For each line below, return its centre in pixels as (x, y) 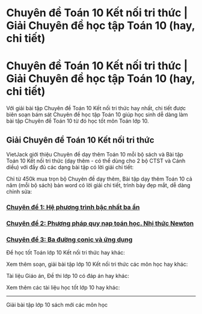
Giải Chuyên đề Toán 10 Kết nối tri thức (80, 140)
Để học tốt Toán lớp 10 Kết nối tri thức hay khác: (66, 253)
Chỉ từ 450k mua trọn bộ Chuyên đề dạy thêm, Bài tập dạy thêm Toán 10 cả (99, 179)
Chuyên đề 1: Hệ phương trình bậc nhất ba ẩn (73, 207)
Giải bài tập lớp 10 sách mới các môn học (57, 305)
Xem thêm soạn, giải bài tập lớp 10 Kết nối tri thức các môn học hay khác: (97, 264)
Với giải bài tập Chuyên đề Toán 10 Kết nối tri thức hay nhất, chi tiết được (96, 108)
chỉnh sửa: (19, 191)
